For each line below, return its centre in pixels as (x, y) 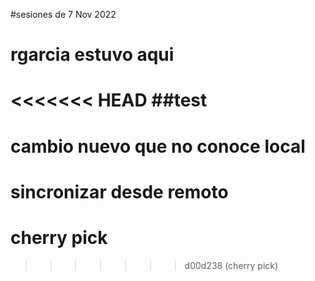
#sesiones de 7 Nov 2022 (63, 14)
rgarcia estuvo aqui (92, 55)
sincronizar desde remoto (119, 191)
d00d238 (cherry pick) (231, 265)
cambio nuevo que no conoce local (158, 146)
